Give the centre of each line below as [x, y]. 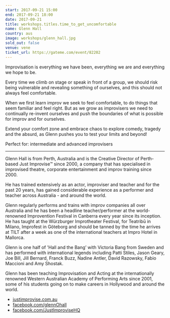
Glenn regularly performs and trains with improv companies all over [75, 205]
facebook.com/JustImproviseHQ [46, 310]
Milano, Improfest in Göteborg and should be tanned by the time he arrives [83, 227]
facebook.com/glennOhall [39, 304]
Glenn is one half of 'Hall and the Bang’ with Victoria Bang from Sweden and [85, 247]
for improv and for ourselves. [35, 119]
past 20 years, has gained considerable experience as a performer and [79, 190]
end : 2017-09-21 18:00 [29, 15]
